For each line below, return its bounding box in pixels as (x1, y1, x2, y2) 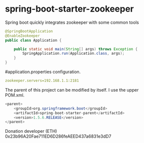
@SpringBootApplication (5, 29, 53, 33)
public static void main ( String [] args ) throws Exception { (14, 47, 138, 51)
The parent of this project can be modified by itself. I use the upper (5, 87, 139, 93)
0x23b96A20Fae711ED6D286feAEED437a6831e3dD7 (5, 133, 112, 139)
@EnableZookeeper (5, 33, 40, 38)
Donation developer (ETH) (5, 128, 57, 134)
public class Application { (5, 38, 62, 43)
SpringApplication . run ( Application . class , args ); (22, 51, 125, 56)
